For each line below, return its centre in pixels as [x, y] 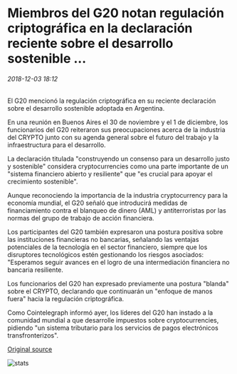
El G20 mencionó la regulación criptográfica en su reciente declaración [112, 101]
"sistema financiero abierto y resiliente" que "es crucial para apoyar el [110, 174]
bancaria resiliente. [36, 270]
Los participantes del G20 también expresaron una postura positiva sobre [115, 232]
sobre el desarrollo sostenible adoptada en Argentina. [86, 108]
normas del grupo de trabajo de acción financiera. [81, 218]
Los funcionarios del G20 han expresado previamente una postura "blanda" [118, 284]
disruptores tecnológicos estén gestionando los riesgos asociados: [106, 255]
